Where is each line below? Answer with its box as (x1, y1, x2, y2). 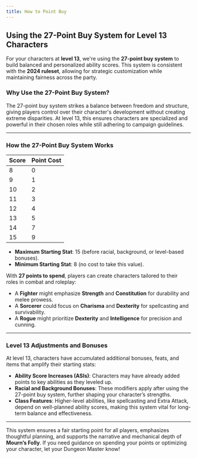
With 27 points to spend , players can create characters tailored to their (6, 272, 178, 280)
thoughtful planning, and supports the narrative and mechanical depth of (6, 433, 182, 440)
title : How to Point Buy (6, 8, 67, 15)
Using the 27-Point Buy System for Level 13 (6, 31, 167, 41)
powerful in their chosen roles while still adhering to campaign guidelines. (6, 121, 184, 128)
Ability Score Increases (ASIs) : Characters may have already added (14, 372, 180, 380)
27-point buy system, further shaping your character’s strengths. (14, 391, 172, 398)
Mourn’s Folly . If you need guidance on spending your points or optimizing (6, 439, 187, 446)
